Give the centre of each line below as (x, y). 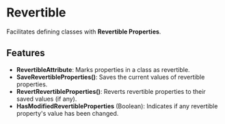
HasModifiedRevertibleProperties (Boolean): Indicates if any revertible (117, 106)
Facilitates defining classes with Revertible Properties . (84, 32)
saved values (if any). (47, 99)
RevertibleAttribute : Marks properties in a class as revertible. (103, 69)
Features (26, 53)
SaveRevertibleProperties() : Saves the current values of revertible (110, 77)
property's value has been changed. (67, 113)
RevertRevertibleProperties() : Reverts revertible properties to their (111, 91)
